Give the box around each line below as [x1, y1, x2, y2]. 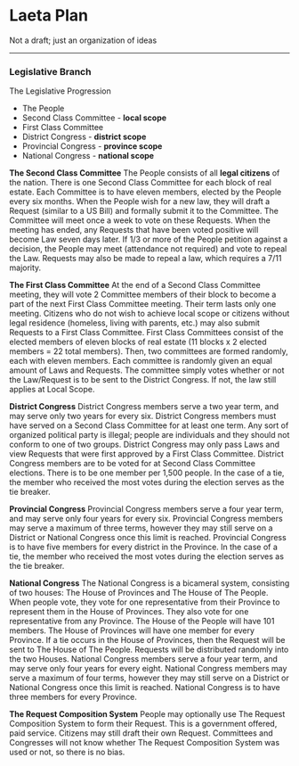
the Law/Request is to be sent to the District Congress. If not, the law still [9, 375, 277, 385]
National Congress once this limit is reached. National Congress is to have [9, 682, 280, 693]
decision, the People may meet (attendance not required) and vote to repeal [9, 243, 287, 254]
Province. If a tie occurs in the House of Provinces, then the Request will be [9, 635, 286, 646]
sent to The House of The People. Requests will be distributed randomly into [9, 644, 289, 655]
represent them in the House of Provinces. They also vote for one [9, 606, 249, 617]
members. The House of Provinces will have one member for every [9, 625, 255, 636]
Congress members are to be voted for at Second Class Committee [9, 458, 256, 469]
